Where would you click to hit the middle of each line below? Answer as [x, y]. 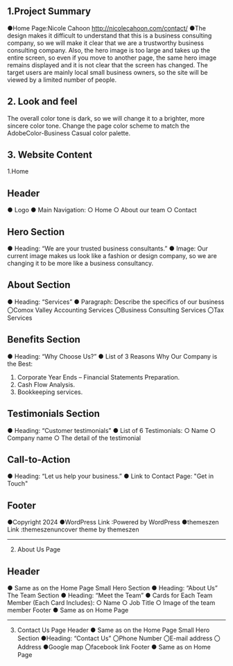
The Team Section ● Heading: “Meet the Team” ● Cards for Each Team [110, 595]
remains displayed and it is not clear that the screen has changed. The [107, 65]
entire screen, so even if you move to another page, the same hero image [112, 58]
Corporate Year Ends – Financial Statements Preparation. [98, 377]
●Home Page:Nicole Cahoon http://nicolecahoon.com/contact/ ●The [107, 28]
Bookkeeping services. [50, 392]
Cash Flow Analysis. [46, 384]
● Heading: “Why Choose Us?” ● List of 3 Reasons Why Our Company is [112, 356]
